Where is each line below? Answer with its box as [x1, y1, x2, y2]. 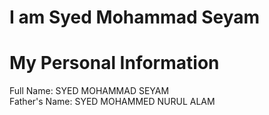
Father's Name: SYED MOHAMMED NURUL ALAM [9, 96, 216, 108]
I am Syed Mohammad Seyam [9, 6, 261, 29]
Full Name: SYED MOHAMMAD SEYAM [9, 85, 170, 97]
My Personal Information [9, 52, 220, 75]
